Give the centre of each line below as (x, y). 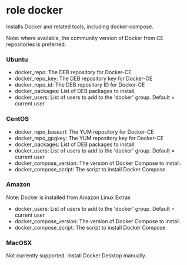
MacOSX (19, 243)
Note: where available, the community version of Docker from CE (85, 38)
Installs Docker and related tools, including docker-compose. (80, 26)
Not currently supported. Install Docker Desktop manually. (76, 256)
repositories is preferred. (36, 44)
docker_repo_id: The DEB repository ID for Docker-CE (80, 85)
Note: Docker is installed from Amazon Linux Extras (69, 197)
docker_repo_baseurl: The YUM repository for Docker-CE (84, 132)
